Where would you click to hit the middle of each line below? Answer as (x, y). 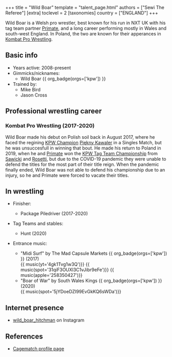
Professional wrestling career (53, 111)
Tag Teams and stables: (38, 223)
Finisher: (22, 204)
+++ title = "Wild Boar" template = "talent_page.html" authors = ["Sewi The (85, 7)
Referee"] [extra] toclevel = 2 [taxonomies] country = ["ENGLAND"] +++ (82, 13)
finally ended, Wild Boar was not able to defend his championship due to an (85, 170)
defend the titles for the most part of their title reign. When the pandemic (82, 164)
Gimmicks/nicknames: (36, 73)
